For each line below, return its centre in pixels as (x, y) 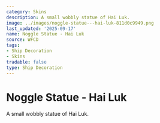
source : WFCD (22, 40)
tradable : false (26, 62)
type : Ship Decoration (34, 67)
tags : (13, 46)
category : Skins (26, 12)
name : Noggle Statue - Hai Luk (45, 34)
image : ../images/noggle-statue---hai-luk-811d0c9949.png (80, 23)
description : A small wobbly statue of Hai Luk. (68, 17)
